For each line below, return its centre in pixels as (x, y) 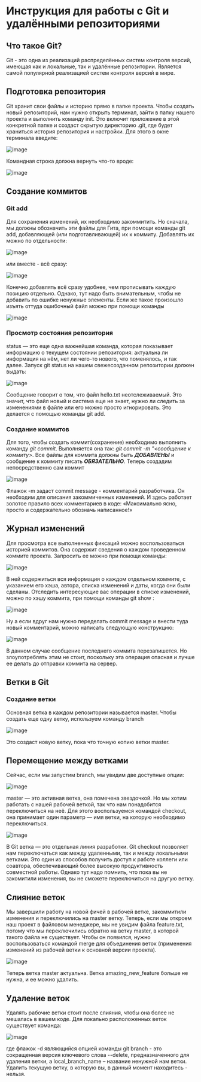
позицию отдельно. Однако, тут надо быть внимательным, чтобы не (94, 293)
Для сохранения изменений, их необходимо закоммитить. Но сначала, (98, 221)
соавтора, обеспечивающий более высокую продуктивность (85, 866)
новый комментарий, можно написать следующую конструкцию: (90, 627)
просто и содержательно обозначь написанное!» (69, 510)
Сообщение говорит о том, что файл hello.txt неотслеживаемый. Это (94, 394)
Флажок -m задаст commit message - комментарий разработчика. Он (95, 491)
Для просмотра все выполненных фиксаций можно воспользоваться (95, 543)
